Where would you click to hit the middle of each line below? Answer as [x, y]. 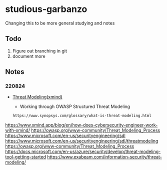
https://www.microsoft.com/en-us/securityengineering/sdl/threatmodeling [82, 141]
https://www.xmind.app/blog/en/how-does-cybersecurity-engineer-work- [81, 125]
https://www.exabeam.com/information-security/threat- [105, 157]
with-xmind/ [18, 130]
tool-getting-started [26, 157]
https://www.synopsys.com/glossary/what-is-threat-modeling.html [82, 116]
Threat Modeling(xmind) [37, 97]
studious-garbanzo [46, 9]
